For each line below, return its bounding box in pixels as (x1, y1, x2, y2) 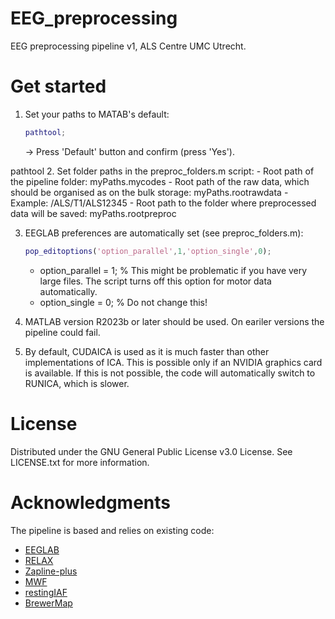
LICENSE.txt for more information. (10, 456, 150, 468)
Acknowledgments (10, 491, 172, 514)
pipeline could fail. (24, 326, 101, 338)
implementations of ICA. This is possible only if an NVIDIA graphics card (24, 356, 323, 368)
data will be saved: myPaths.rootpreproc (10, 207, 177, 219)
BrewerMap (24, 597, 73, 609)
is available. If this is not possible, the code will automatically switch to (24, 367, 316, 379)
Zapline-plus (24, 565, 78, 577)
